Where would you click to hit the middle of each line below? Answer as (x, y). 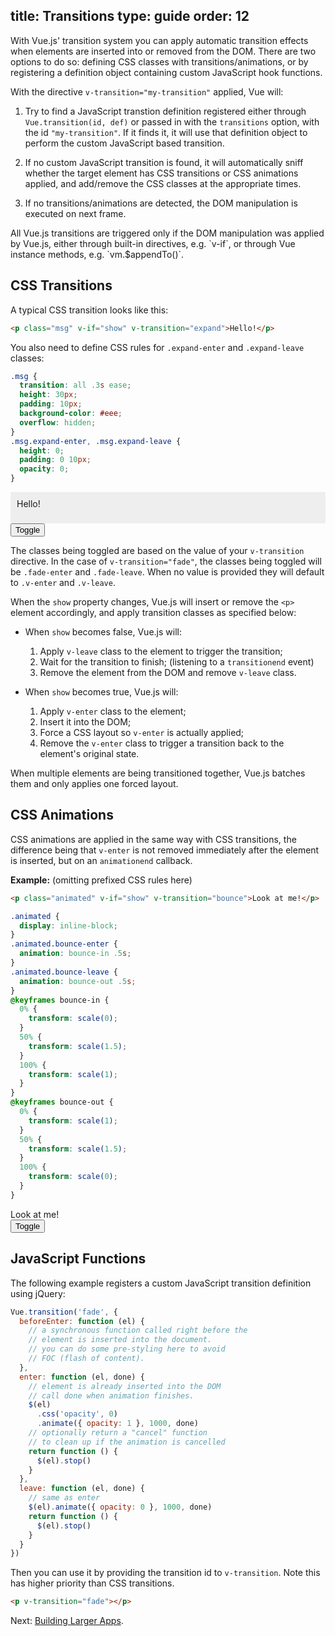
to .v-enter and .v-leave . (63, 582)
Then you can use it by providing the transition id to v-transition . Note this (165, 1573)
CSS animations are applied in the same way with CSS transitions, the (153, 839)
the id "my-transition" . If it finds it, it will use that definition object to (166, 132)
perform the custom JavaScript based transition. (124, 143)
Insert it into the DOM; (85, 722)
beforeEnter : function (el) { (82, 1321)
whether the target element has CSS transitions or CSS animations (161, 173)
